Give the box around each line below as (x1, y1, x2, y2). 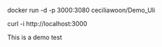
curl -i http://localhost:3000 (7, 20, 88, 27)
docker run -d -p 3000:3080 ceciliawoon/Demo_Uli (7, 6, 156, 14)
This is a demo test (7, 33, 62, 41)
